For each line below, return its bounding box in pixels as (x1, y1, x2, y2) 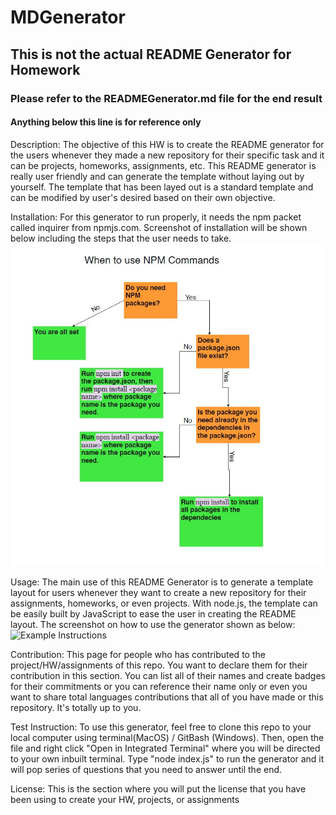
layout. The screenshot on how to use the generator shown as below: (10, 618, 296, 630)
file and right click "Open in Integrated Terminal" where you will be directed (10, 742, 321, 754)
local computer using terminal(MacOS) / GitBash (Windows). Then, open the (10, 731, 325, 743)
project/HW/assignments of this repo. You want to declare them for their (10, 659, 308, 671)
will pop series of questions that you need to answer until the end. (10, 763, 283, 775)
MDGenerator (10, 6, 126, 29)
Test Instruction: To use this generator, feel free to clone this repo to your (10, 721, 312, 733)
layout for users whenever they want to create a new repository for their (10, 586, 307, 598)
